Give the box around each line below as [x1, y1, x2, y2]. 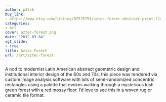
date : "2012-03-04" [5, 35, 45, 40]
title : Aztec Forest [5, 48, 48, 53]
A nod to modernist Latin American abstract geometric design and [5, 66, 140, 72]
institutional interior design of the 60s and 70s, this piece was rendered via [5, 72, 158, 77]
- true [5, 44, 19, 49]
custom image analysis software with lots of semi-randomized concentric [5, 76, 155, 82]
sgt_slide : [5, 39, 28, 44]
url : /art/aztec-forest [5, 52, 54, 58]
